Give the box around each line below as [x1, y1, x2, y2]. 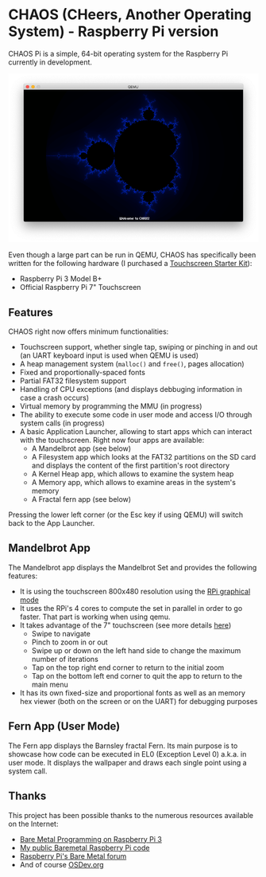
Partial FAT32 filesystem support [19, 376, 127, 386]
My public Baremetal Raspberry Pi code [19, 843, 150, 852]
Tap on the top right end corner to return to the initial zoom [31, 663, 225, 672]
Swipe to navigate [31, 628, 91, 638]
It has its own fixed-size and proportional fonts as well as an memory [19, 687, 246, 698]
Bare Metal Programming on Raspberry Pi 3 [19, 834, 163, 844]
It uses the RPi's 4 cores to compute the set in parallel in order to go [19, 603, 243, 613]
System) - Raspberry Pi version [8, 22, 219, 41]
